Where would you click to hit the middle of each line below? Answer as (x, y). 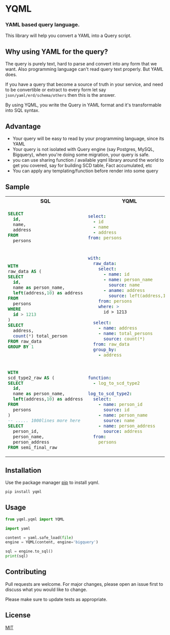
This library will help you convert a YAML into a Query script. (68, 35)
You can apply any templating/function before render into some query (85, 171)
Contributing (26, 572)
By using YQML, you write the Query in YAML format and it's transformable (83, 105)
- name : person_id (120, 404)
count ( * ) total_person (40, 336)
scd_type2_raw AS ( (31, 378)
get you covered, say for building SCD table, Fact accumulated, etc (82, 166)
